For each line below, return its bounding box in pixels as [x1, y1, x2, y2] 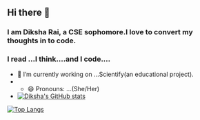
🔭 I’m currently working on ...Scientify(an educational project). [17, 70, 194, 78]
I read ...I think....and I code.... [7, 54, 111, 64]
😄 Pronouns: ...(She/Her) [27, 84, 100, 93]
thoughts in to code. [7, 36, 77, 45]
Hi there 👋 [7, 7, 50, 19]
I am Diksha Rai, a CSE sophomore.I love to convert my [7, 27, 193, 37]
